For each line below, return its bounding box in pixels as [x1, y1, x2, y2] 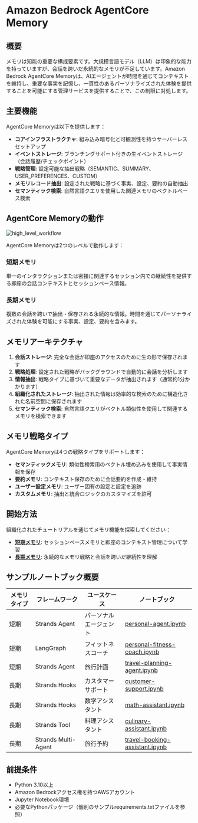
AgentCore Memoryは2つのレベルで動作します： [6, 241, 125, 248]
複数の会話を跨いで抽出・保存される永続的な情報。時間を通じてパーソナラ [6, 310, 187, 317]
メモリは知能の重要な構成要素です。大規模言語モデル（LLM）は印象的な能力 [6, 58, 192, 65]
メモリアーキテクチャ [6, 337, 84, 347]
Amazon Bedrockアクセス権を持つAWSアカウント [14, 789, 136, 796]
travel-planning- [124, 659, 173, 667]
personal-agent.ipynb [124, 620, 186, 628]
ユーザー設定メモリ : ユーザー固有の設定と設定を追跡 [14, 483, 142, 490]
